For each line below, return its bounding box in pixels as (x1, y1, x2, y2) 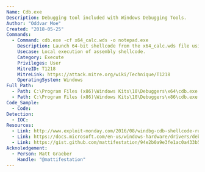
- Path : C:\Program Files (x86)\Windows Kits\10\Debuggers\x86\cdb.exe (12, 94, 198, 100)
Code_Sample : (6, 99, 40, 106)
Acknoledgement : (6, 145, 48, 151)
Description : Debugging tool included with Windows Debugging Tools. (6, 15, 187, 21)
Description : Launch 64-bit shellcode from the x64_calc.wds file (17, 43, 190, 49)
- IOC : (12, 116, 29, 123)
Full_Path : (6, 83, 34, 89)
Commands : (6, 32, 32, 38)
